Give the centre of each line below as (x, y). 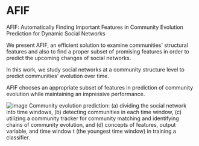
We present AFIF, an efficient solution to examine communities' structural (97, 45)
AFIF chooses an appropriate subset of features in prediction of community (100, 87)
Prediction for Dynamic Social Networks (56, 33)
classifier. (18, 137)
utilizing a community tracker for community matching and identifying (93, 118)
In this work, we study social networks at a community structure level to (96, 69)
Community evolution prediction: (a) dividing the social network (108, 105)
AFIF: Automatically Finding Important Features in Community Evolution (95, 27)
